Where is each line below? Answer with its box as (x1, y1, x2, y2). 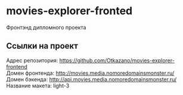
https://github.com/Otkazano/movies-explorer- (59, 56, 175, 64)
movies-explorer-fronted (6, 4, 133, 18)
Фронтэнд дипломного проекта (6, 24, 86, 31)
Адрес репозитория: (6, 56, 58, 64)
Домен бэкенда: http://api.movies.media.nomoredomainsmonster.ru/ (6, 75, 177, 83)
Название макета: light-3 (6, 82, 70, 89)
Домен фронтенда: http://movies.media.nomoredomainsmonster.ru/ (6, 69, 175, 77)
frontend (6, 63, 28, 70)
